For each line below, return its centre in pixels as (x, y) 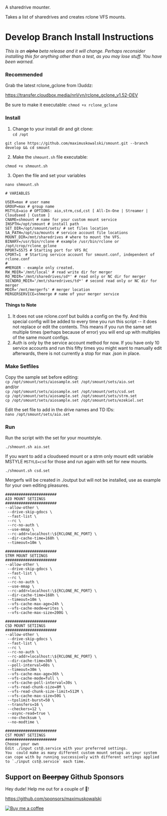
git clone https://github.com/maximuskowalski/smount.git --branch (77, 143)
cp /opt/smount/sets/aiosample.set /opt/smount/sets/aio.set (70, 382)
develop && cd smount (28, 148)
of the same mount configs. (41, 337)
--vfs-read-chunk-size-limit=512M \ (45, 692)
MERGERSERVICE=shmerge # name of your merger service (62, 294)
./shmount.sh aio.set (28, 447)
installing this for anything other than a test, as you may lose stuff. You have (83, 56)
